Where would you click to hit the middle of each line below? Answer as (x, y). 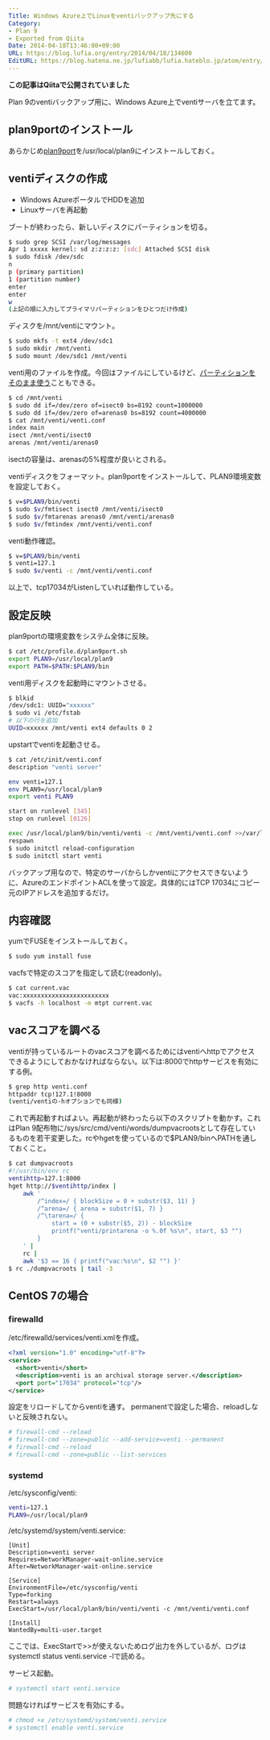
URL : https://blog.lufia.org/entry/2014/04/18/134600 (100, 53)
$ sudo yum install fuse (50, 956)
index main (27, 428)
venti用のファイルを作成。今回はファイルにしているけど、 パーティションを (132, 373)
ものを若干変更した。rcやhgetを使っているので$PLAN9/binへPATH (125, 1138)
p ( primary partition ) (46, 272)
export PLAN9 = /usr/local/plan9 (61, 659)
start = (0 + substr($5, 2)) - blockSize (122, 1224)
